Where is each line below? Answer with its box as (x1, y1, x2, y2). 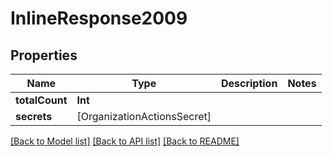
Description (220, 77, 278, 90)
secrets (15, 110, 53, 123)
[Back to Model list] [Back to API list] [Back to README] (10, 135, 240, 147)
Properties (10, 47, 78, 64)
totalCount (15, 93, 68, 107)
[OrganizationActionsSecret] (76, 110, 212, 123)
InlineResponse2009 (10, 7, 188, 30)
